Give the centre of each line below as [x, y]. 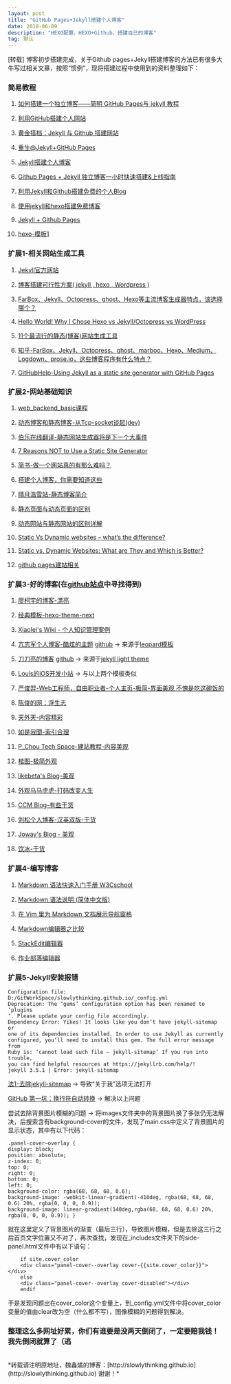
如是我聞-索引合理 [43, 732]
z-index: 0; [25, 1161]
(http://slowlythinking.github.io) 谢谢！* [64, 1374]
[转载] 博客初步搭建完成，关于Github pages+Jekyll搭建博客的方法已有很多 [112, 60]
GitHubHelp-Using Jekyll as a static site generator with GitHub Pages [116, 373]
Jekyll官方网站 [38, 270]
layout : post [26, 13]
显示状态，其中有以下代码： [47, 1130]
